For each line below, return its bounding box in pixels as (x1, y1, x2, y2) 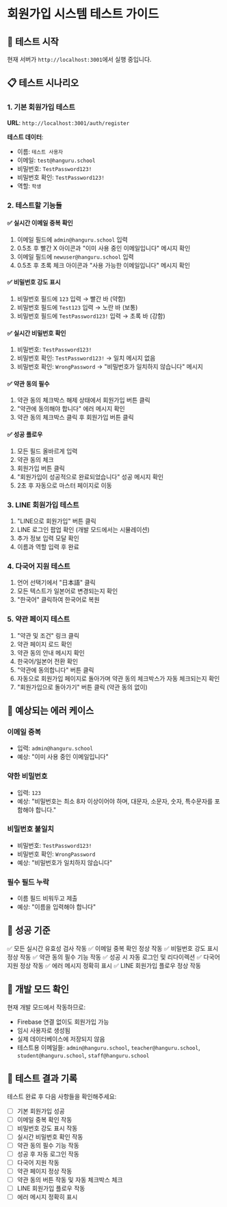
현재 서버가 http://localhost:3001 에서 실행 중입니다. (7, 56, 152, 63)
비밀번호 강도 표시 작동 (16, 1124, 78, 1132)
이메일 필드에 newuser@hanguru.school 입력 (16, 252, 135, 261)
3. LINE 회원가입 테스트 (7, 500, 80, 509)
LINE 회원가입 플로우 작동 (16, 1184, 85, 1193)
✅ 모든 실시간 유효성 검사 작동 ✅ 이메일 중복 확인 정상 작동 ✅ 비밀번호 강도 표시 (7, 944, 219, 952)
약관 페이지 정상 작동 (16, 1166, 72, 1175)
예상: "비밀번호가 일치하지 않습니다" (16, 858, 113, 866)
